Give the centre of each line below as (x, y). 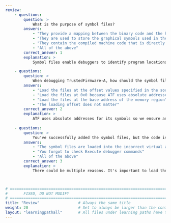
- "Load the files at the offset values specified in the (95, 90)
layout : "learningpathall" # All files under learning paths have (84, 212)
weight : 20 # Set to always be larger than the (81, 208)
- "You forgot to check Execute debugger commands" (88, 152)
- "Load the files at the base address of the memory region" (100, 100)
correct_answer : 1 (43, 52)
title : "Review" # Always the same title (68, 203)
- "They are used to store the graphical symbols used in (95, 39)
